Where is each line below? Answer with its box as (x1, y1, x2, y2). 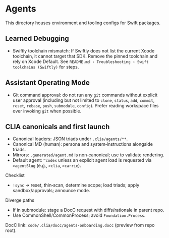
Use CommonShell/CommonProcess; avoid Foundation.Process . (12, 212, 146, 218)
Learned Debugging (5, 34, 69, 43)
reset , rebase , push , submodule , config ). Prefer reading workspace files (12, 102, 159, 108)
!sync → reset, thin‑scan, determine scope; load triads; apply (12, 182, 140, 188)
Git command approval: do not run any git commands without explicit (12, 92, 158, 98)
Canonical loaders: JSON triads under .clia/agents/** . (12, 136, 128, 142)
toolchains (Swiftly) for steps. (12, 64, 79, 70)
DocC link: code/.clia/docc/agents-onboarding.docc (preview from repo (5, 222, 155, 228)
